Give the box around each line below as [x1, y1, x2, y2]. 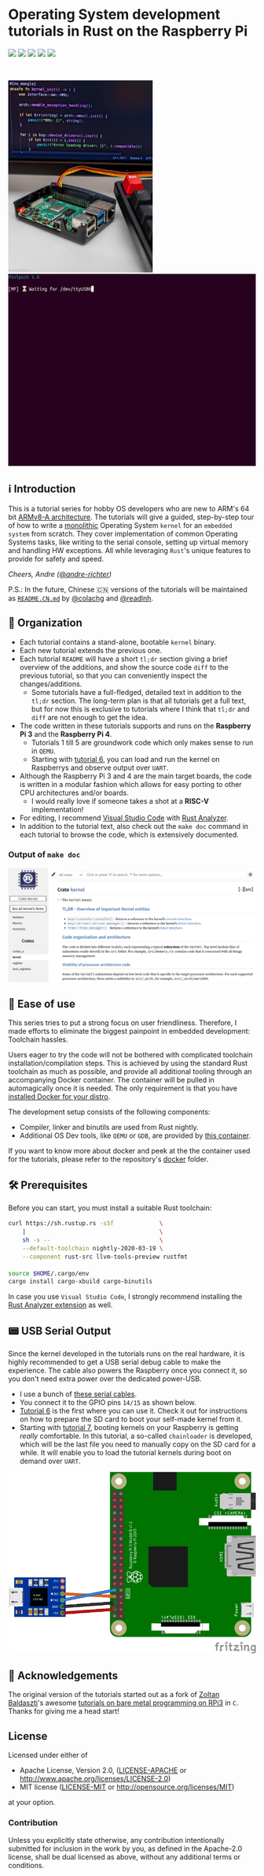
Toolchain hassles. [8, 1035, 68, 1045]
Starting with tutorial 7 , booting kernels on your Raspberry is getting [19, 1423, 239, 1432]
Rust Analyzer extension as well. [8, 1300, 113, 1309]
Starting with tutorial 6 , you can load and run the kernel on [31, 754, 220, 763]
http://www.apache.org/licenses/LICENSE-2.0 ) [19, 1774, 171, 1784]
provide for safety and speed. [8, 554, 104, 563]
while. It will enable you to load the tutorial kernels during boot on [19, 1448, 232, 1458]
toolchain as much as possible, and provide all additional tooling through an [8, 1067, 253, 1076]
